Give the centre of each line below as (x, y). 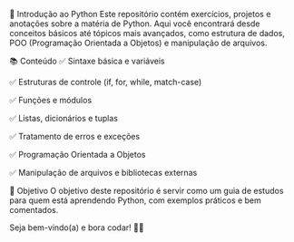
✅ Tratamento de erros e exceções (75, 136)
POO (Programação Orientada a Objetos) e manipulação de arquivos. (138, 43)
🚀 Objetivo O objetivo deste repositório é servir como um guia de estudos (147, 191)
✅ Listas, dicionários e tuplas (64, 118)
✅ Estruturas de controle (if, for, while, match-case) (106, 82)
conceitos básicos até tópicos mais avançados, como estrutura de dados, (147, 33)
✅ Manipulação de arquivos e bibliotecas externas (103, 173)
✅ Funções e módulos (51, 100)
